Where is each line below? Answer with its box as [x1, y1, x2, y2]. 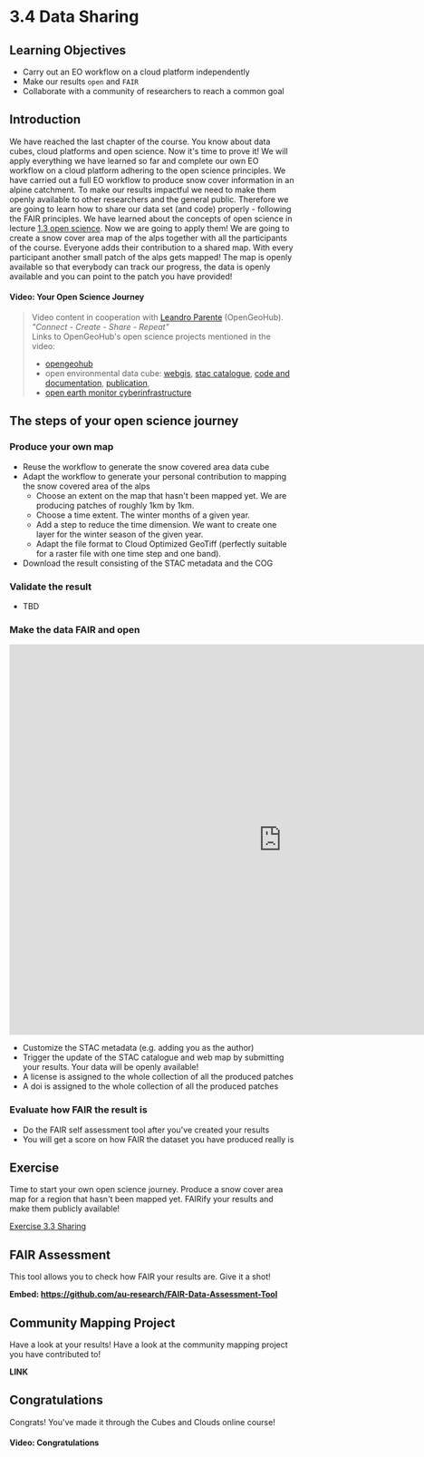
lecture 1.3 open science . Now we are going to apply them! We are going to [9, 222, 290, 233]
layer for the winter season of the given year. [35, 529, 204, 539]
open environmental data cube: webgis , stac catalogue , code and [44, 368, 290, 379]
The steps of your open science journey [9, 413, 239, 429]
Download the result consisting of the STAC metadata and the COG [22, 558, 274, 568]
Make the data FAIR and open [9, 623, 140, 636]
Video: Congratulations [9, 1437, 100, 1448]
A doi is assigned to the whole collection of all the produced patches [22, 1081, 279, 1092]
